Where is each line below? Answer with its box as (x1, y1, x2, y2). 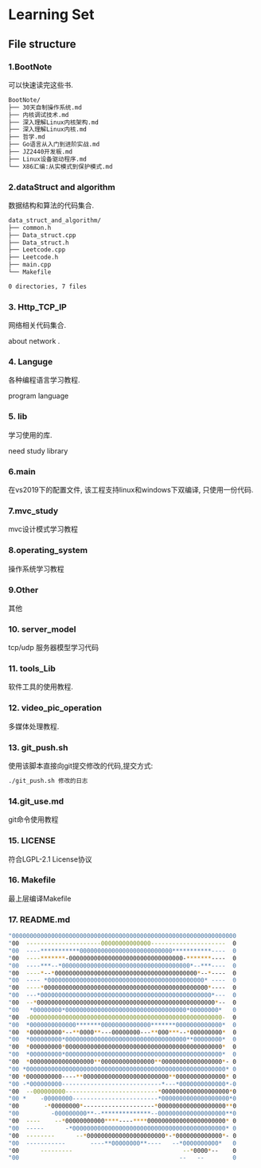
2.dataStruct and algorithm (8, 181, 115, 193)
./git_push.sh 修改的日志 (8, 777, 88, 785)
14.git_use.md (8, 796, 64, 807)
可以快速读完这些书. (8, 80, 74, 89)
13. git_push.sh (8, 742, 68, 753)
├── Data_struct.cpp (8, 231, 77, 239)
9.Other (8, 584, 39, 595)
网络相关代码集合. (8, 321, 67, 330)
